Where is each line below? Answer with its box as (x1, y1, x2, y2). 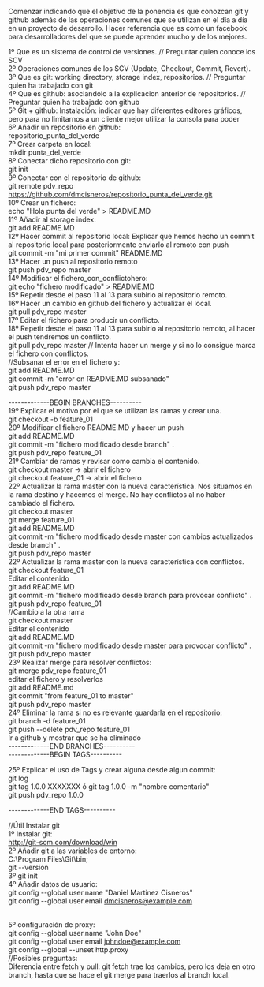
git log (8, 773, 29, 783)
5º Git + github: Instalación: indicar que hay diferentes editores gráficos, (8, 106, 243, 115)
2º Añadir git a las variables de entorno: (8, 846, 137, 855)
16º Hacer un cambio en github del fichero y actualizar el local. (8, 299, 212, 308)
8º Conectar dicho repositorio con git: (8, 156, 132, 165)
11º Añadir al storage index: (8, 215, 97, 224)
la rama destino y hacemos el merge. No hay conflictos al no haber (8, 490, 226, 499)
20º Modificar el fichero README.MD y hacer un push (8, 423, 184, 432)
